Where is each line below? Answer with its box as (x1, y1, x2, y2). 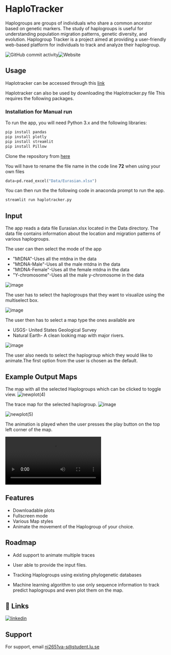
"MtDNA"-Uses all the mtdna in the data (12, 256, 97, 262)
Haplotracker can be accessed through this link (5, 80, 105, 86)
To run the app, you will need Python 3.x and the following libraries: (5, 120, 147, 126)
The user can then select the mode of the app (5, 246, 102, 252)
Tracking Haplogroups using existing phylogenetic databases (12, 572, 142, 578)
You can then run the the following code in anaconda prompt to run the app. (5, 188, 165, 194)
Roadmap (5, 539, 37, 547)
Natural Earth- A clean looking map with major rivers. (12, 333, 125, 339)
